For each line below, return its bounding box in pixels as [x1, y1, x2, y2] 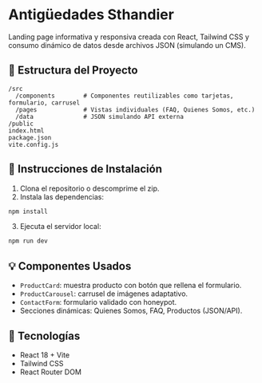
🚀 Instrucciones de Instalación [8, 162, 162, 176]
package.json [8, 133, 52, 141]
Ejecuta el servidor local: [19, 222, 101, 231]
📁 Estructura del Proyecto [8, 64, 138, 77]
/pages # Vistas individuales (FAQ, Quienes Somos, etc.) [15, 105, 256, 113]
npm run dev [8, 237, 48, 245]
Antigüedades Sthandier [8, 6, 174, 24]
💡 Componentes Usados [8, 259, 132, 273]
